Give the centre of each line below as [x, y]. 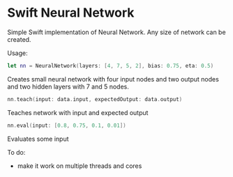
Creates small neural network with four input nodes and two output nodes [113, 79]
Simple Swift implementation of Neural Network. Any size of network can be [116, 32]
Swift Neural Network [71, 13]
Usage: [17, 53]
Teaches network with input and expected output [78, 112]
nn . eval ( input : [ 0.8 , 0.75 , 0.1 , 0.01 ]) [67, 125]
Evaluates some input [38, 139]
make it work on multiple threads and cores [80, 166]
